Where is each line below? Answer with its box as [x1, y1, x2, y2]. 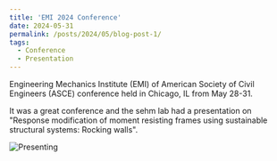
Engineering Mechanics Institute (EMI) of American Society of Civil [9, 79, 255, 89]
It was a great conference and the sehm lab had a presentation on [9, 106, 252, 116]
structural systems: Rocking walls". [9, 125, 138, 134]
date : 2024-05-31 [9, 21, 74, 30]
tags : [9, 37, 29, 47]
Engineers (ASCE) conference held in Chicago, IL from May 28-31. [9, 88, 253, 99]
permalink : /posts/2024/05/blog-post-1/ [9, 29, 163, 38]
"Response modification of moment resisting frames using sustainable [9, 115, 268, 125]
